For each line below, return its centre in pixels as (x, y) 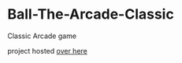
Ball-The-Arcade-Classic (91, 14)
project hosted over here (47, 51)
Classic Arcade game (42, 36)
